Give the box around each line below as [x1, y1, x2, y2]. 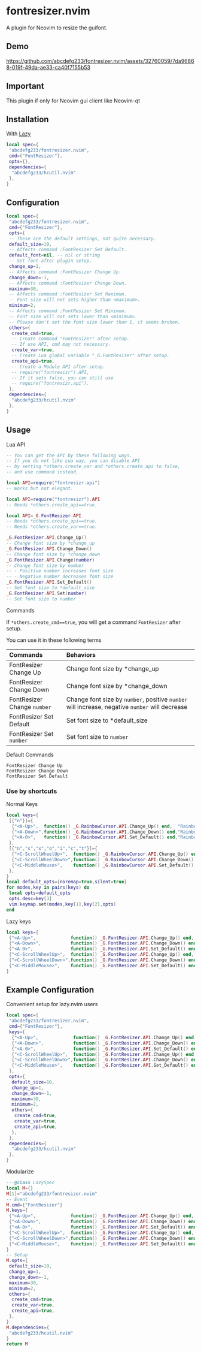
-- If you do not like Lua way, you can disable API [6, 458, 141, 464]
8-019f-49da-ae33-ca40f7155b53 [6, 64, 91, 71]
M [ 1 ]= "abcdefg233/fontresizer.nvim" [6, 1191, 98, 1197]
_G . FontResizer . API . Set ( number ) [6, 590, 87, 596]
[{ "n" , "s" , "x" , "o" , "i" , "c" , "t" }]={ [8, 846, 98, 852]
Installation [6, 114, 49, 124]
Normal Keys [6, 800, 38, 807]
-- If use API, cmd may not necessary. [11, 342, 111, 348]
